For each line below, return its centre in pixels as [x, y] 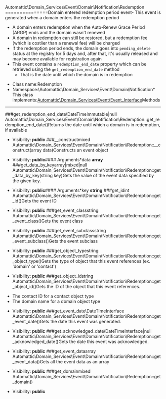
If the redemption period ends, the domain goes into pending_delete [81, 48]
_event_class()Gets [31, 221]
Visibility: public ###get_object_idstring [53, 276]
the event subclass [78, 241]
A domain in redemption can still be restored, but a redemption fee [80, 38]
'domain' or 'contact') [34, 266]
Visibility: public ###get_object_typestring [55, 250]
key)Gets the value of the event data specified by [104, 175]
